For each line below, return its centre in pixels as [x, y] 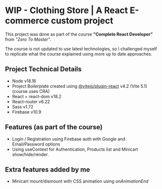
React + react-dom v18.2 [37, 96]
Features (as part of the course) [54, 127]
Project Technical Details [44, 69]
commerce [27, 21]
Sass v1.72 [23, 106]
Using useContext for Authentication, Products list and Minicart [75, 149]
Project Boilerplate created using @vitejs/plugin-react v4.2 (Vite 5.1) [80, 86]
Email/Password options [36, 144]
